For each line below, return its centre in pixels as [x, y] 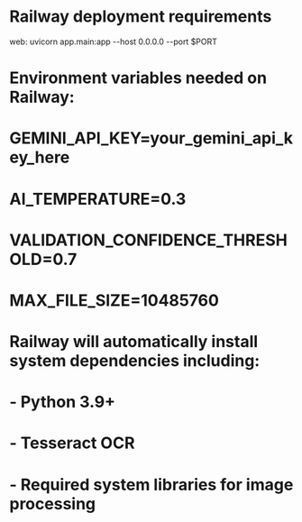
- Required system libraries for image [151, 485]
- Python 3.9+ [62, 402]
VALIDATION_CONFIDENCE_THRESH [149, 240]
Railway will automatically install [134, 342]
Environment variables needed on [138, 78]
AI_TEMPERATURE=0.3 [98, 199]
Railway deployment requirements [141, 17]
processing [53, 504]
